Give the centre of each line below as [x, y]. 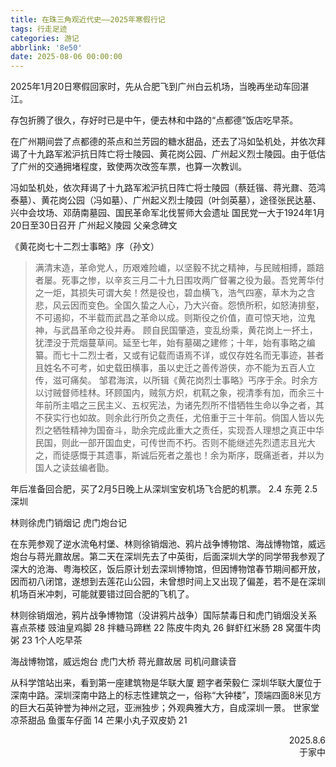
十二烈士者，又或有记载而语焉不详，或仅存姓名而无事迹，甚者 [197, 355]
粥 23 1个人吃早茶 [46, 640]
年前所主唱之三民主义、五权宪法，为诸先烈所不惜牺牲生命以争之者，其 [179, 405]
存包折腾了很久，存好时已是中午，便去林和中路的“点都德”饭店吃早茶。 [154, 120]
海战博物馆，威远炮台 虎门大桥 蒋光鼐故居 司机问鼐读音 [123, 662]
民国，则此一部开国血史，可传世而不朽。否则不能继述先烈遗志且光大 [175, 443]
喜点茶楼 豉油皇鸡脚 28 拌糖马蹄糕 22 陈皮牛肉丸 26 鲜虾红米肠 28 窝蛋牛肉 [166, 628]
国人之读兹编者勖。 [74, 468]
